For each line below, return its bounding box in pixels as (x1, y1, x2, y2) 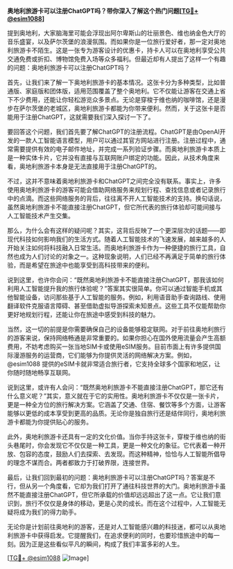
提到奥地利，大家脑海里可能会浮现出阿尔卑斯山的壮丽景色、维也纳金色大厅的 (7, 29, 226, 37)
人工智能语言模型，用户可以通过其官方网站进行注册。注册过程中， (31, 137, 220, 144)
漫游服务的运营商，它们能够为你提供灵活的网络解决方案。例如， (12, 351, 196, 359)
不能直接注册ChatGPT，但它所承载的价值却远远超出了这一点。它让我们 (12, 491, 216, 498)
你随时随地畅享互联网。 (7, 369, 74, 376)
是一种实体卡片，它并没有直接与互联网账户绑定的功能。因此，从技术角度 (7, 154, 214, 161)
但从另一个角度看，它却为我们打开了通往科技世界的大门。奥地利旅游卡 (19, 482, 220, 490)
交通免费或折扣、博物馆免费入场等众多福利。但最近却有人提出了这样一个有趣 (7, 55, 226, 63)
